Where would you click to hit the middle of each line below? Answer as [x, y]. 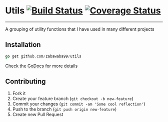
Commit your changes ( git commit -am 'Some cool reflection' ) [79, 104]
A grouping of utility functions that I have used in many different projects [80, 29]
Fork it [19, 93]
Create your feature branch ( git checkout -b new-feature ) [73, 99]
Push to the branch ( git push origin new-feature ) [64, 109]
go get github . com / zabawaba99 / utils [43, 56]
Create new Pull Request [38, 115]
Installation [23, 45]
